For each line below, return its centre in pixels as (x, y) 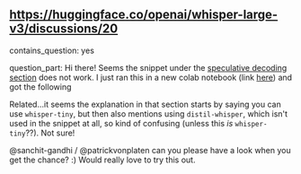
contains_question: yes (52, 50)
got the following (40, 87)
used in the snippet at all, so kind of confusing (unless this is (121, 123)
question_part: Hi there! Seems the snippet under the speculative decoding (148, 67)
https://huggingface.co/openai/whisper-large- (144, 15)
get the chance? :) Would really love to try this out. (102, 160)
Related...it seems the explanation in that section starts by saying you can (145, 104)
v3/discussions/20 (64, 29)
